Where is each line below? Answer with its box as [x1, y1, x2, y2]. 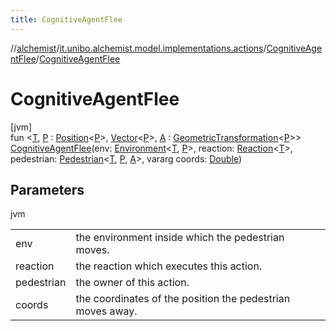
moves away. [75, 304, 138, 318]
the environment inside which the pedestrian [75, 231, 285, 245]
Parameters [10, 181, 85, 198]
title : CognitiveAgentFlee [10, 14, 123, 25]
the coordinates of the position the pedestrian [75, 292, 291, 306]
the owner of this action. [75, 276, 190, 290]
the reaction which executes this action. [75, 259, 263, 273]
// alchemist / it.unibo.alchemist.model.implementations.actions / [10, 42, 267, 54]
